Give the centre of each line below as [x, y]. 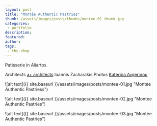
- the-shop [18, 51]
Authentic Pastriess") [26, 89]
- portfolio [19, 28]
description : [18, 32]
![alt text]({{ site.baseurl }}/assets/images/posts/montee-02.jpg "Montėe [78, 98]
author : [13, 42]
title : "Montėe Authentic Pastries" [42, 14]
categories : [17, 23]
